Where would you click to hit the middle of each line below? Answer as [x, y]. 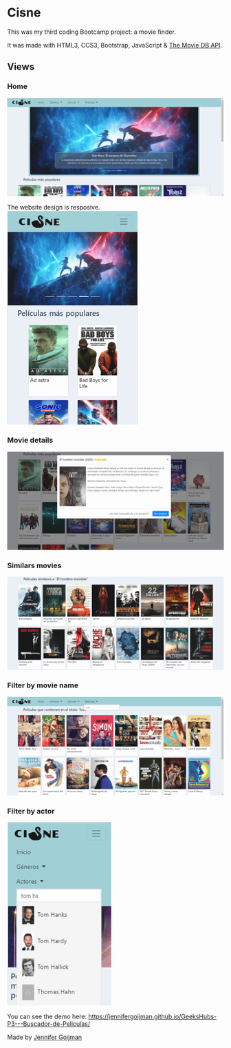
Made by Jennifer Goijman [45, 1037]
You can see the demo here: [47, 1017]
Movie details [30, 441]
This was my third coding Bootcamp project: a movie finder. [92, 32]
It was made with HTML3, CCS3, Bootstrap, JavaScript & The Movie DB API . [114, 45]
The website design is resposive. [54, 208]
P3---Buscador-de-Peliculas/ [49, 1024]
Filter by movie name [43, 685]
